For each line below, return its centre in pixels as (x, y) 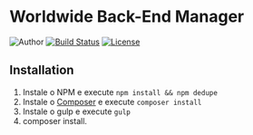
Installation (42, 70)
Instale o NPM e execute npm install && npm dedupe (120, 92)
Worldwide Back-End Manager (127, 17)
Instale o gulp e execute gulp (77, 111)
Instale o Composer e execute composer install (112, 101)
